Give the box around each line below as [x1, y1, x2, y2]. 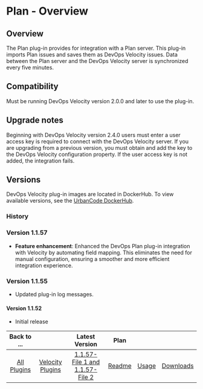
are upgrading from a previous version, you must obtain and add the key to [6, 144, 193, 151]
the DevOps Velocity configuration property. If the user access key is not [6, 151, 188, 158]
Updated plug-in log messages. [14, 290, 94, 298]
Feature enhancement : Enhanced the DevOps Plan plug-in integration [14, 242, 190, 249]
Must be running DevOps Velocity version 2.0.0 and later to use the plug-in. [6, 97, 195, 104]
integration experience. [14, 262, 74, 269]
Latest [76, 333, 95, 341]
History [6, 212, 29, 221]
